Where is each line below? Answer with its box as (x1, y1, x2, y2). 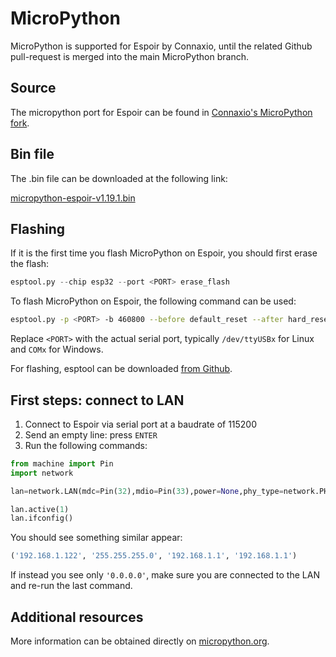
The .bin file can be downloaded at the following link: (10, 172, 228, 184)
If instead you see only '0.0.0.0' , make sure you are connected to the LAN (10, 569, 320, 581)
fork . (10, 117, 30, 129)
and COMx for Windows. (10, 343, 104, 356)
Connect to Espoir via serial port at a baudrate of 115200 (24, 418, 258, 430)
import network (10, 468, 74, 478)
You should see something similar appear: (10, 532, 183, 544)
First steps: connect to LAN (10, 392, 185, 409)
